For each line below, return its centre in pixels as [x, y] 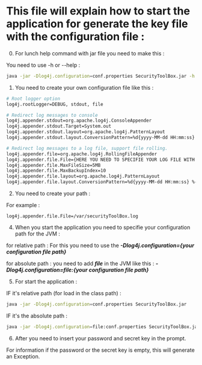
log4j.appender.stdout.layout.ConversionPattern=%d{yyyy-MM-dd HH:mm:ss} [101, 138]
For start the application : [46, 282]
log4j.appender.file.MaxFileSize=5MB [54, 165]
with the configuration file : [75, 37]
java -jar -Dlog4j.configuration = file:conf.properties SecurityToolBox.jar [103, 326]
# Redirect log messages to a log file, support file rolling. [87, 148]
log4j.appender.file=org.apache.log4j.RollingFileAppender [82, 154]
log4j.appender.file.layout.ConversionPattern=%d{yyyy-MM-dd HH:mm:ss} [98, 182]
